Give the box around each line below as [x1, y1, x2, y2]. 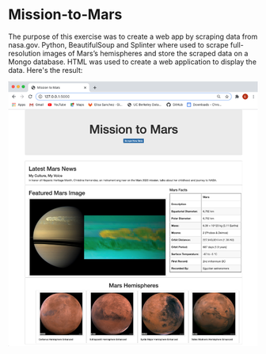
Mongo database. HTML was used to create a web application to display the [8, 57, 257, 67]
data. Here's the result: [8, 65, 83, 74]
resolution [8, 48, 41, 58]
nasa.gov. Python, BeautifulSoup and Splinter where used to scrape [8, 40, 229, 49]
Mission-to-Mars [8, 6, 123, 24]
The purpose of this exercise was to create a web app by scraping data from [8, 32, 258, 41]
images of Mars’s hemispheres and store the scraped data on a [42, 48, 249, 58]
